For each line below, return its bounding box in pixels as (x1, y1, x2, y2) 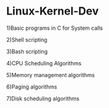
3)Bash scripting (6, 47, 47, 55)
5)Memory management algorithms (6, 71, 95, 78)
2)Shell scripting (6, 36, 47, 43)
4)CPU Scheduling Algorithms (6, 59, 82, 67)
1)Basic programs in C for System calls (6, 24, 104, 32)
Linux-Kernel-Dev (6, 4, 99, 18)
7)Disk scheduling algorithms (6, 95, 80, 102)
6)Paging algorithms (6, 83, 57, 90)
